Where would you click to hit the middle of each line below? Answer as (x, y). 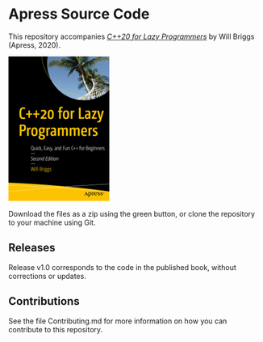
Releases (32, 248)
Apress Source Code (79, 14)
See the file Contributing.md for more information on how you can (118, 321)
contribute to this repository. (56, 329)
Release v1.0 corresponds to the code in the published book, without (122, 267)
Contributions (44, 301)
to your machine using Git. (52, 222)
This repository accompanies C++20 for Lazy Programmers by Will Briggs (131, 36)
